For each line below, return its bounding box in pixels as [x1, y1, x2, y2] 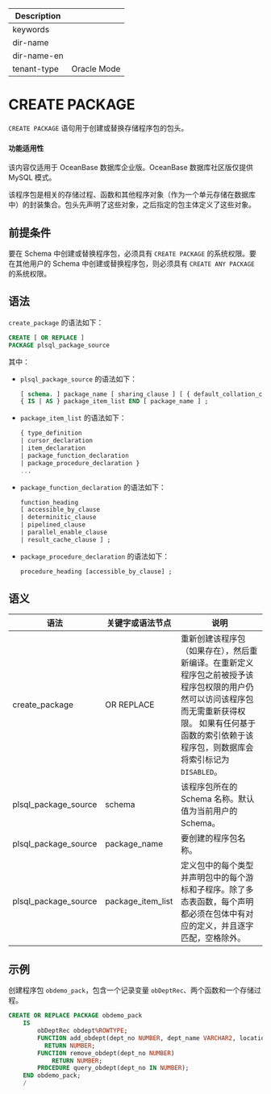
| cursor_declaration [19, 437, 93, 445]
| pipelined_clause [19, 521, 86, 529]
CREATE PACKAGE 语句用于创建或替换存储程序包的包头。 [8, 123, 189, 132]
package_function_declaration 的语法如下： [19, 482, 167, 492]
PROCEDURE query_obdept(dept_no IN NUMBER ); [37, 1064, 190, 1072]
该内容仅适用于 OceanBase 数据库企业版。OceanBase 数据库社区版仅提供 [8, 163, 254, 173]
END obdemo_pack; [23, 1071, 81, 1079]
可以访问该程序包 [189, 693, 254, 705]
